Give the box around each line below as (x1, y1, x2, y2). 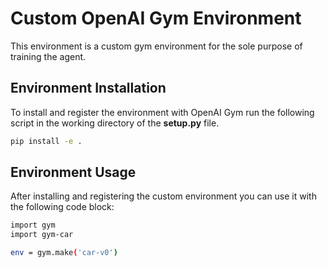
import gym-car (10, 230, 74, 240)
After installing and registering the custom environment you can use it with (10, 190, 317, 202)
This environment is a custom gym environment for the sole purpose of (10, 40, 303, 52)
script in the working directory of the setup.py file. (10, 117, 220, 129)
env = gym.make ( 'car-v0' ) (10, 248, 118, 258)
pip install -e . (10, 136, 83, 146)
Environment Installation (10, 80, 167, 97)
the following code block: (10, 201, 115, 213)
